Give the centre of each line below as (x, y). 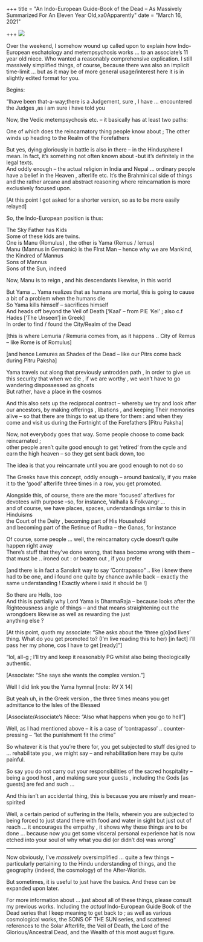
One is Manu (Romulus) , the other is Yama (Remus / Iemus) (81, 243)
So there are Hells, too (34, 595)
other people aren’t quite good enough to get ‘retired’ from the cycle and (97, 447)
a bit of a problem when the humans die (56, 298)
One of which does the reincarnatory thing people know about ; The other (98, 131)
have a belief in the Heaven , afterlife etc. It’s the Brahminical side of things (99, 175)
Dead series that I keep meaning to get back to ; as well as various (89, 913)
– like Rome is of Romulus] (39, 342)
